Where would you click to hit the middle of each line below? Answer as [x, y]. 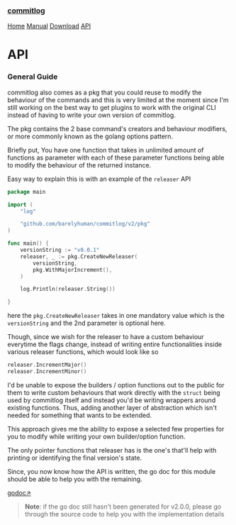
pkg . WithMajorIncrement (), [73, 270]
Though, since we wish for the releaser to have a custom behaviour [106, 337]
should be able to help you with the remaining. [75, 479]
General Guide [33, 77]
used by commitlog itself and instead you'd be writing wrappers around [112, 400]
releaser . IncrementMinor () [47, 372]
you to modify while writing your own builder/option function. [96, 436]
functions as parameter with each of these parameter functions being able [116, 157]
